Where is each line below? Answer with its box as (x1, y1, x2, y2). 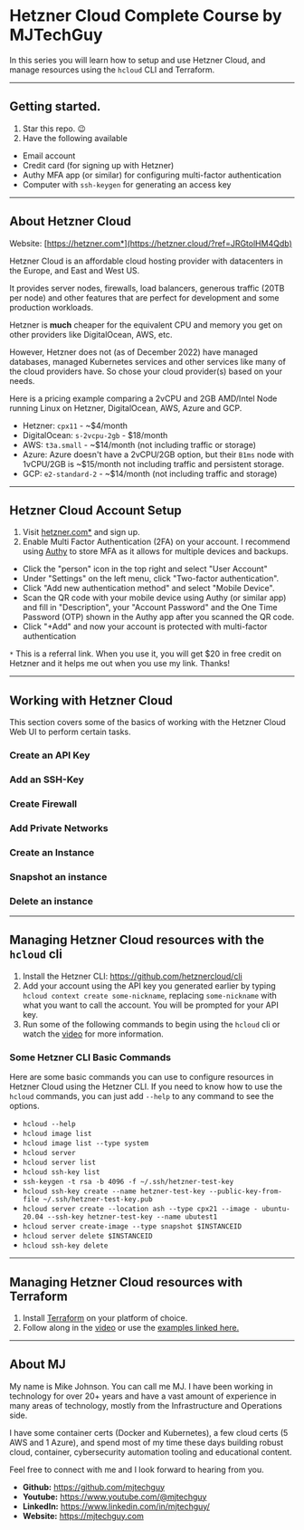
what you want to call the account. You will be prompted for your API (22, 999, 279, 1010)
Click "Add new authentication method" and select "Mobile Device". (22, 583, 275, 594)
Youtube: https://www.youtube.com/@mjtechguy (22, 1491, 207, 1502)
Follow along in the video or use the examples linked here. (22, 1322, 240, 1333)
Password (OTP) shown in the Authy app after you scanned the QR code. (22, 612, 295, 623)
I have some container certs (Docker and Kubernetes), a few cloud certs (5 (9, 1427, 289, 1438)
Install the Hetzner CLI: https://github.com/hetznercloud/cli (22, 971, 242, 981)
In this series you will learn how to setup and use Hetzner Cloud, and (9, 54, 266, 65)
